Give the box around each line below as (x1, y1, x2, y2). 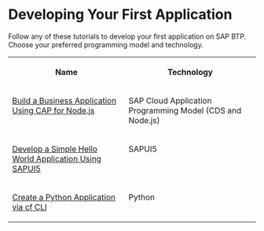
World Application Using (12, 153, 102, 164)
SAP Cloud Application (128, 95, 212, 106)
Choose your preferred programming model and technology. (8, 39, 204, 49)
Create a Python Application (12, 192, 116, 203)
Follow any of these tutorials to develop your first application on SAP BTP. (8, 32, 247, 41)
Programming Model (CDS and (128, 105, 242, 116)
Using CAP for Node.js (12, 105, 95, 116)
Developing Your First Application (8, 6, 233, 24)
